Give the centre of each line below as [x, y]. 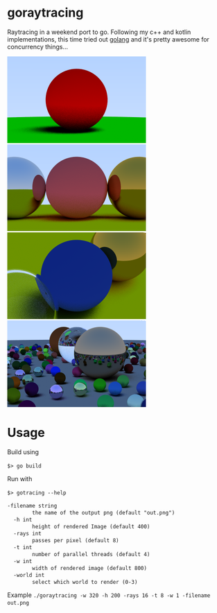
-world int [29, 575]
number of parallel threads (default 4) [91, 554]
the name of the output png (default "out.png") [104, 512]
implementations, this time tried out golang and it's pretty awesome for [108, 39]
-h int [23, 519]
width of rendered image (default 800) [90, 568]
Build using [23, 451]
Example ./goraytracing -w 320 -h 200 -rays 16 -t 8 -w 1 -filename [109, 595]
